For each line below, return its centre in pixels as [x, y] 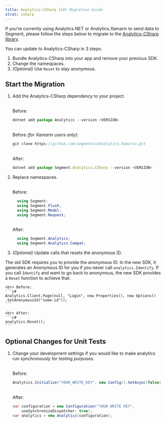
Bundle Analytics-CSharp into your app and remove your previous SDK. [85, 58]
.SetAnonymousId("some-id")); [36, 300]
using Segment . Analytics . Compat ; [52, 243]
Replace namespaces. [35, 177]
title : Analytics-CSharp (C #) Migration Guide [54, 10]
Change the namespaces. [39, 63]
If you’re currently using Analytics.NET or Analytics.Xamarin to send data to [82, 28]
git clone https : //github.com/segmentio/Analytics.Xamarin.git [79, 144]
